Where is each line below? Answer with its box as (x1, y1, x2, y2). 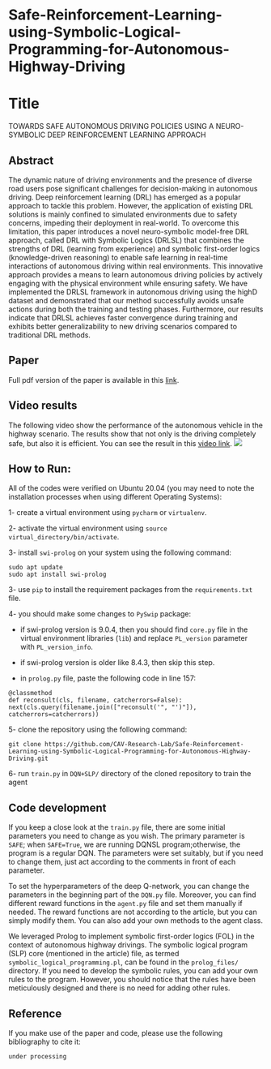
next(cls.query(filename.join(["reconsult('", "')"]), (8, 703, 197, 711)
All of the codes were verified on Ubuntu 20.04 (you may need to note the (8, 483, 255, 493)
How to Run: (8, 462, 71, 475)
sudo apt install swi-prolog (8, 570, 107, 579)
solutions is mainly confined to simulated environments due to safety (8, 209, 238, 219)
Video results (8, 399, 78, 413)
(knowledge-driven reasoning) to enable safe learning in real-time (8, 252, 228, 262)
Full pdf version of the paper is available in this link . (8, 375, 180, 384)
